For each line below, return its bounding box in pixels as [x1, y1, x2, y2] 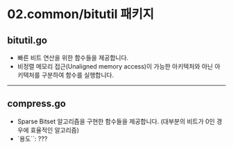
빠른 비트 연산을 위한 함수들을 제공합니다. [17, 53, 129, 62]
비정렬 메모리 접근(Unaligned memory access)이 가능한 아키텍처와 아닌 [17, 62, 214, 70]
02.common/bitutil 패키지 [7, 6, 155, 22]
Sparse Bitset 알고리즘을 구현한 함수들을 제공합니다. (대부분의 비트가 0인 [17, 117, 215, 125]
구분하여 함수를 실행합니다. [41, 71, 114, 79]
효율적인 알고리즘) [30, 125, 80, 134]
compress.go [7, 98, 66, 109]
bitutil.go [7, 34, 47, 46]
